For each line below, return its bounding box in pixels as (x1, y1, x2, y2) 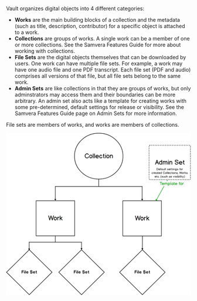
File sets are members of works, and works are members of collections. (6, 121, 179, 128)
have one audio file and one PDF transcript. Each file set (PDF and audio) (14, 66, 191, 73)
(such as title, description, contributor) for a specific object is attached (14, 23, 186, 29)
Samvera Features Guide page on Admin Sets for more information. (14, 110, 177, 117)
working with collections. (14, 48, 75, 55)
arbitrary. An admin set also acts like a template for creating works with (14, 97, 186, 104)
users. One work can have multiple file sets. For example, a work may (14, 60, 183, 67)
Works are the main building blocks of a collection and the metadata (14, 16, 181, 23)
